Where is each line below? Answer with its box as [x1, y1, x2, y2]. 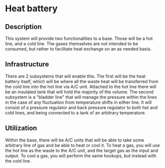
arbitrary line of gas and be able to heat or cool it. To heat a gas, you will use [5, 142, 160, 148]
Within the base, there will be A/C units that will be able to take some [5, 137, 144, 143]
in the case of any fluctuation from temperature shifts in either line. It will [5, 99, 152, 105]
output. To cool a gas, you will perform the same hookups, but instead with [5, 153, 157, 159]
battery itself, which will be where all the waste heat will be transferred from [5, 78, 159, 84]
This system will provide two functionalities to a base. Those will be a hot [5, 35, 153, 41]
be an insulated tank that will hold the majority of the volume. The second [5, 89, 154, 95]
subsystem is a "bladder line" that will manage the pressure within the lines [5, 94, 157, 100]
